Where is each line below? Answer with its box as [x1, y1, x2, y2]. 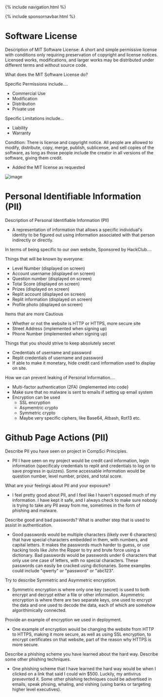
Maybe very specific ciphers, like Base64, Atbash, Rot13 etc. [19, 415, 141, 421]
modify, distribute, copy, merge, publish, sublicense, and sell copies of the [5, 145, 154, 150]
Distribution [12, 101, 36, 107]
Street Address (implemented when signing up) [12, 326, 107, 331]
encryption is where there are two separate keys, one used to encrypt [12, 597, 152, 603]
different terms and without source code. [5, 62, 88, 68]
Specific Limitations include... [5, 115, 64, 121]
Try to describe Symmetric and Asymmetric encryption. [5, 577, 117, 583]
